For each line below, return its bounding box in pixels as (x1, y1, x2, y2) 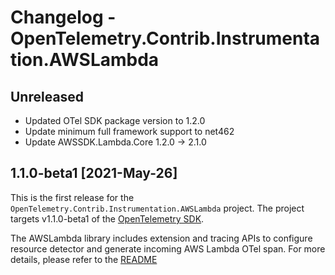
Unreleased (10, 88, 85, 105)
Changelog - (10, 6, 117, 29)
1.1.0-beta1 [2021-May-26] (10, 165, 178, 182)
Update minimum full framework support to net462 (24, 126, 235, 137)
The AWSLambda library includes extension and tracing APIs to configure (10, 232, 313, 244)
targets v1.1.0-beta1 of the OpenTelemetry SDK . (10, 212, 205, 225)
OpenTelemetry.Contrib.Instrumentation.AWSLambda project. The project (10, 202, 305, 214)
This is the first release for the (10, 191, 135, 203)
